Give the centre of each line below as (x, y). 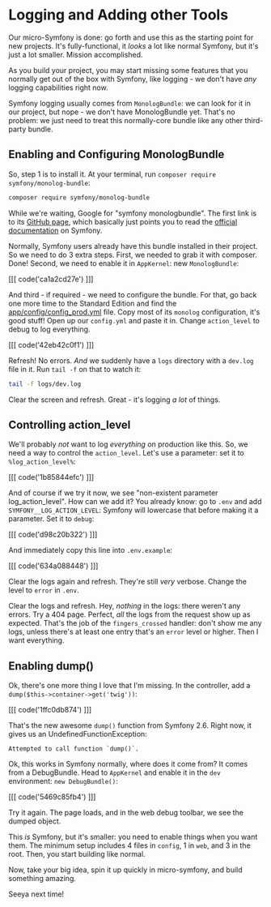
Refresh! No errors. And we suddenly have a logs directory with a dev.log (131, 360)
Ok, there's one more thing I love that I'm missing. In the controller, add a (129, 686)
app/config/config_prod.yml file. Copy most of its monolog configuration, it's (134, 312)
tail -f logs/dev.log (45, 384)
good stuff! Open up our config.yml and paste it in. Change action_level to (134, 320)
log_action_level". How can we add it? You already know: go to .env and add (135, 502)
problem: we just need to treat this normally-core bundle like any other (126, 120)
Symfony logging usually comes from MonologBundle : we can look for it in (130, 103)
